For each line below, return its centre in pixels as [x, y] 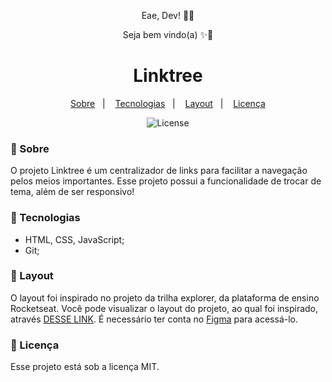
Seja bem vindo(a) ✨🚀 [168, 34]
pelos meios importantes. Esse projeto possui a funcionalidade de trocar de [166, 181]
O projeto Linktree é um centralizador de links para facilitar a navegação [159, 171]
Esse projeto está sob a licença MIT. [85, 367]
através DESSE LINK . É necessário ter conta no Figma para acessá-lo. [154, 319]
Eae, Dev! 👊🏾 [168, 15]
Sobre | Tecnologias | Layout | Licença [168, 103]
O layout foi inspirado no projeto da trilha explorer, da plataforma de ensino [165, 297]
